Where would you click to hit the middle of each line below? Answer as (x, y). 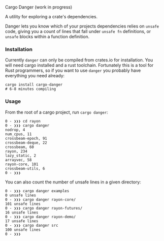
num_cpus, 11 (18, 134)
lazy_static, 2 (21, 155)
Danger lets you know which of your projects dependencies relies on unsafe (82, 26)
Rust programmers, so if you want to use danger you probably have (73, 70)
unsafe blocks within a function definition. (47, 37)
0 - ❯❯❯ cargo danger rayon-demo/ (41, 217)
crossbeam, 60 (20, 147)
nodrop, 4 (15, 130)
